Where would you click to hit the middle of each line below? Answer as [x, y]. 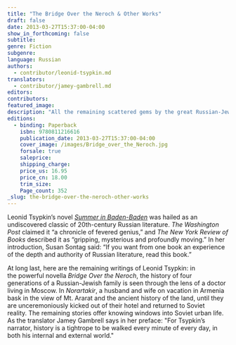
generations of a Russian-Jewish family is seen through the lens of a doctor [117, 283]
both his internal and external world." [61, 336]
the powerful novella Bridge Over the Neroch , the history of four [100, 276]
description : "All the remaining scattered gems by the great [100, 112]
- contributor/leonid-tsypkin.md [63, 73]
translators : [26, 79]
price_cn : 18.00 [44, 177]
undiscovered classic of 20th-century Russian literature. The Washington [113, 225]
